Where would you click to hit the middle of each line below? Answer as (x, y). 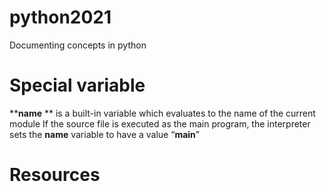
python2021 (60, 17)
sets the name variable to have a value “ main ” (104, 134)
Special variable (77, 85)
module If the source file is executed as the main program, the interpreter (160, 123)
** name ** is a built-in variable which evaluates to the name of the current (162, 113)
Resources (55, 175)
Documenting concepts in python (78, 45)
